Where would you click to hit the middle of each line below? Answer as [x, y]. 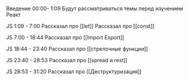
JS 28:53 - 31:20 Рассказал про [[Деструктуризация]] [74, 72]
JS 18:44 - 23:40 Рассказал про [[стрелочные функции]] [77, 49]
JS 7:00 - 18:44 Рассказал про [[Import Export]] [65, 37]
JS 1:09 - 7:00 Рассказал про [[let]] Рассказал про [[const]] [80, 26]
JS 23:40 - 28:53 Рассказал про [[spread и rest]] [67, 60]
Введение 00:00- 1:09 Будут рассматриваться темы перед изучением [94, 9]
